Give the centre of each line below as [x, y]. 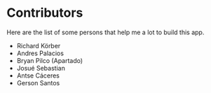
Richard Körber [39, 45]
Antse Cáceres [38, 76]
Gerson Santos [38, 83]
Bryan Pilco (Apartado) [50, 60]
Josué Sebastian [41, 68]
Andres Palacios [40, 53]
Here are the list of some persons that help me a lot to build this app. [105, 32]
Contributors [45, 13]
